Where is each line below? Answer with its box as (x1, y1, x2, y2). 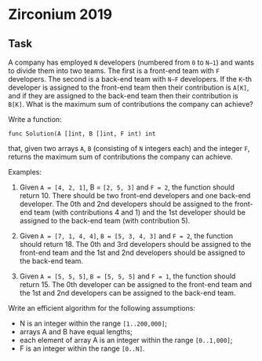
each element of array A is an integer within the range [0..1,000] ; (19, 336, 233, 344)
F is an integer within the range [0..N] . (19, 344, 145, 353)
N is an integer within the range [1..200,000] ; (19, 319, 167, 328)
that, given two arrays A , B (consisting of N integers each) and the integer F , (8, 144, 250, 153)
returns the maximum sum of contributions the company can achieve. (8, 152, 233, 161)
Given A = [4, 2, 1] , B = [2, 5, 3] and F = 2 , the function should (19, 182, 235, 192)
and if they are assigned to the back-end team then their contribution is (8, 91, 238, 100)
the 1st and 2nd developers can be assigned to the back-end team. (19, 289, 236, 297)
